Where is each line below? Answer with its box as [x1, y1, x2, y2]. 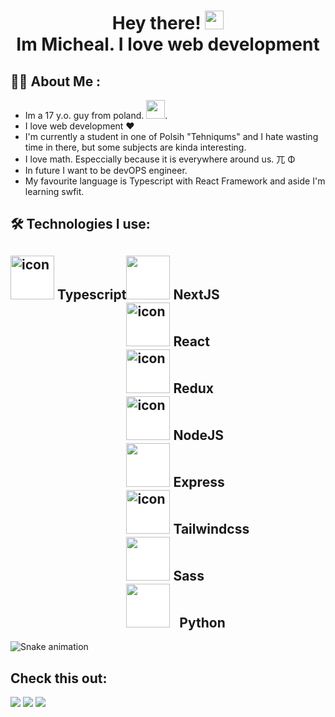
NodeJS [173, 426, 225, 444]
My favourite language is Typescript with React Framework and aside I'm [24, 175, 326, 187]
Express [173, 473, 225, 490]
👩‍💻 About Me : [10, 73, 102, 90]
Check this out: [10, 670, 108, 687]
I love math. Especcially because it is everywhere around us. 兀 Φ [24, 153, 296, 165]
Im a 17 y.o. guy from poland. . [24, 110, 168, 121]
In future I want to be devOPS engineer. [24, 165, 188, 176]
